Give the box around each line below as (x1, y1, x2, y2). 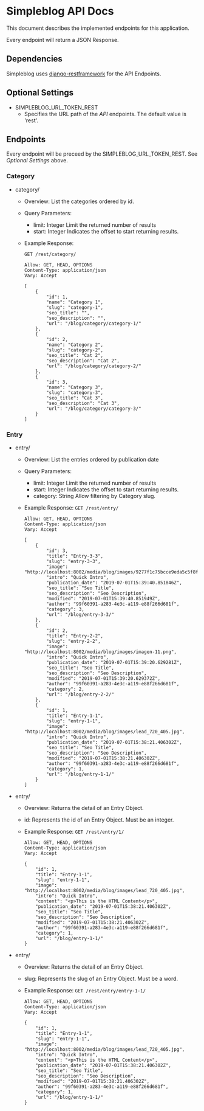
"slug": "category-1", (46, 304, 104, 311)
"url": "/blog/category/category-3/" (46, 406, 141, 412)
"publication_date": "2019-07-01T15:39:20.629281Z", (46, 659, 182, 665)
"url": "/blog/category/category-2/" (46, 363, 141, 369)
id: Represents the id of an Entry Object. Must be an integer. (24, 816, 174, 823)
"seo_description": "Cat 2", (46, 358, 120, 364)
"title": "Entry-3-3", (46, 553, 104, 559)
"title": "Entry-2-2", (46, 632, 104, 639)
